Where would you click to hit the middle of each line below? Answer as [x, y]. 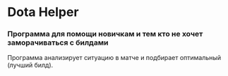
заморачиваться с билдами [58, 43]
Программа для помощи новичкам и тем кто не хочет [105, 34]
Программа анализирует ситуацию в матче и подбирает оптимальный [114, 58]
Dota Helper [43, 12]
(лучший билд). [30, 65]
